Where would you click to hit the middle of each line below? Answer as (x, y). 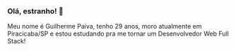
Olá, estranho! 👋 (35, 11)
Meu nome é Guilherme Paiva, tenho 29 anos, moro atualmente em (105, 27)
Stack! (17, 41)
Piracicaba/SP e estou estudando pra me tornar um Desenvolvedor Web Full (118, 34)
